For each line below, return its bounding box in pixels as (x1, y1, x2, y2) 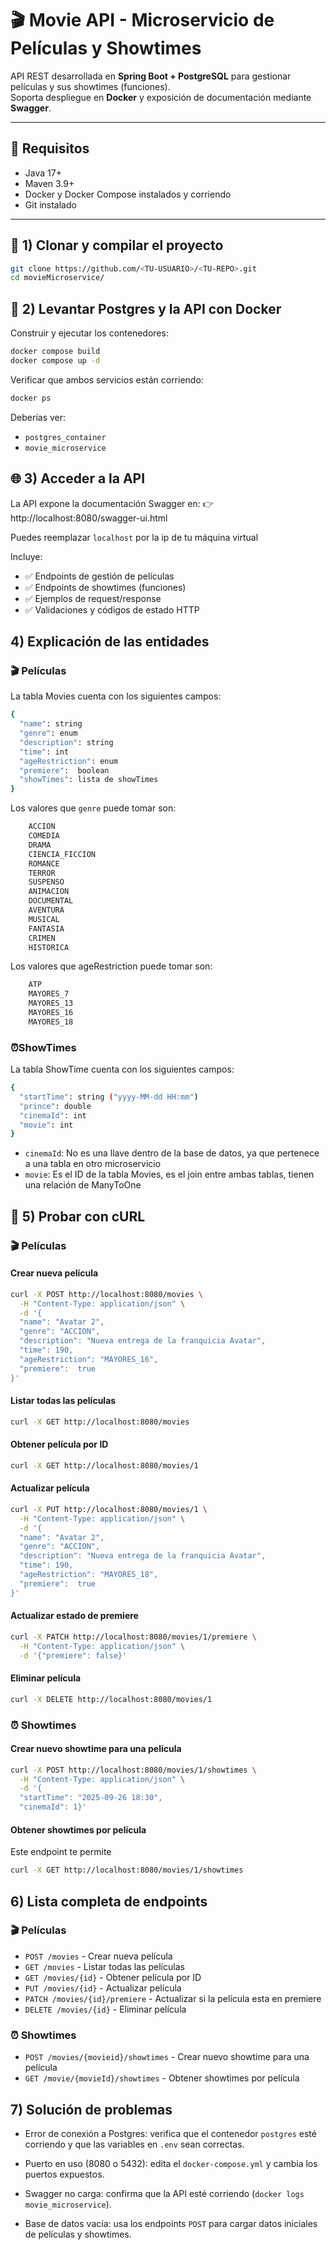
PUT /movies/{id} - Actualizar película (24, 1982, 182, 1994)
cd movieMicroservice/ (10, 273, 105, 283)
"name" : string (19, 719, 83, 729)
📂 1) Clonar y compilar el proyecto (10, 237, 224, 254)
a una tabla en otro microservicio (24, 1158, 162, 1170)
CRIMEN (28, 933, 56, 943)
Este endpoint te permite (10, 1846, 112, 1858)
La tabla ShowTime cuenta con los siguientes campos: (10, 1063, 235, 1076)
